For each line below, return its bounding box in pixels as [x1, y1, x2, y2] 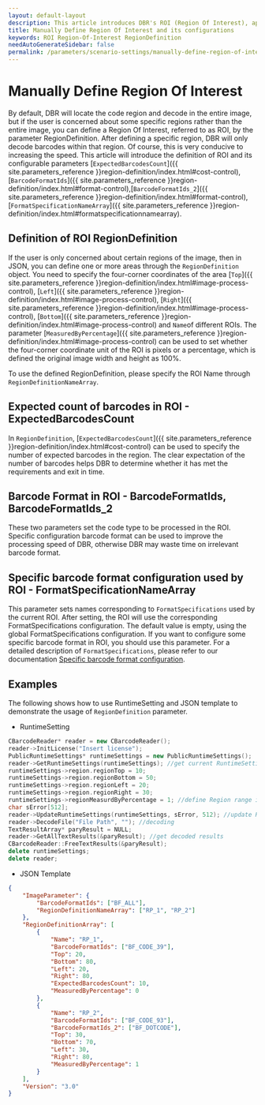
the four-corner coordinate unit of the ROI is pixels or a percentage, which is [8, 345, 256, 354]
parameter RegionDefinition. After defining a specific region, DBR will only [8, 133, 248, 143]
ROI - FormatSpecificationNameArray [8, 583, 196, 597]
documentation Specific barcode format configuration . [8, 654, 185, 664]
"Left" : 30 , [50, 1046, 90, 1054]
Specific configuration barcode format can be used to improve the [8, 531, 223, 541]
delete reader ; [8, 855, 58, 863]
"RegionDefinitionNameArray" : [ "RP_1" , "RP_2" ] [36, 906, 196, 914]
